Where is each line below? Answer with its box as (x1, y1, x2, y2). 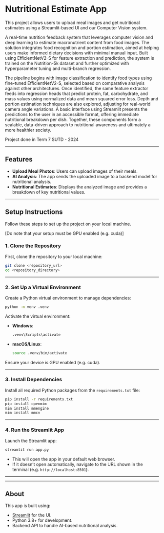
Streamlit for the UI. (12, 512, 52, 518)
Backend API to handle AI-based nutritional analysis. (12, 523, 118, 529)
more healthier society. (5, 127, 51, 133)
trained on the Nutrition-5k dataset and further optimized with (5, 60, 129, 66)
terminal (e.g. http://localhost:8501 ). (12, 466, 89, 472)
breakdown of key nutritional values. (12, 189, 85, 195)
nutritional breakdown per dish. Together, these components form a (5, 116, 141, 122)
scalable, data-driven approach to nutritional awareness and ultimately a (5, 121, 151, 128)
